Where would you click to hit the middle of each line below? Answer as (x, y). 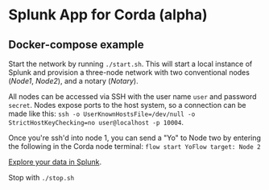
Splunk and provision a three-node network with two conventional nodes (129, 72)
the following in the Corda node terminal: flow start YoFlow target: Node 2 (134, 146)
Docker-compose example (77, 45)
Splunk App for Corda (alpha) (108, 15)
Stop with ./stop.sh (41, 178)
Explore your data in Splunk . (55, 162)
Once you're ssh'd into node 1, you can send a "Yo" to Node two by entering (135, 138)
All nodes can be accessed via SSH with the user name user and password (132, 97)
